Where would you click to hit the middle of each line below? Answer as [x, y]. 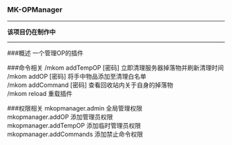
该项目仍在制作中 [31, 32]
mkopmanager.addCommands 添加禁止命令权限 [75, 134]
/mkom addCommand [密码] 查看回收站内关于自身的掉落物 [90, 85]
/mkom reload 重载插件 [40, 94]
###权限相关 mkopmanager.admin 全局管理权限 [75, 108]
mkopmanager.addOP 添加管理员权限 [60, 117]
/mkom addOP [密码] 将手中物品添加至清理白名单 [77, 77]
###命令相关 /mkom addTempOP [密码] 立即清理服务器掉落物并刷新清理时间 [116, 68]
